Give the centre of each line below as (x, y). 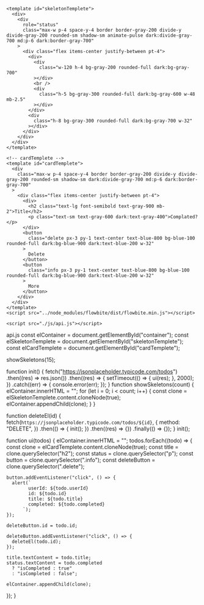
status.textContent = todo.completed (54, 563)
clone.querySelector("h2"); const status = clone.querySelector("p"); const (100, 453)
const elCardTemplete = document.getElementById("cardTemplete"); (93, 348)
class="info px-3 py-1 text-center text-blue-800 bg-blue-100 (109, 270)
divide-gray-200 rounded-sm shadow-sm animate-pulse (75, 35)
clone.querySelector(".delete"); (46, 466)
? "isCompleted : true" (42, 568)
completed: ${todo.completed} (67, 504)
